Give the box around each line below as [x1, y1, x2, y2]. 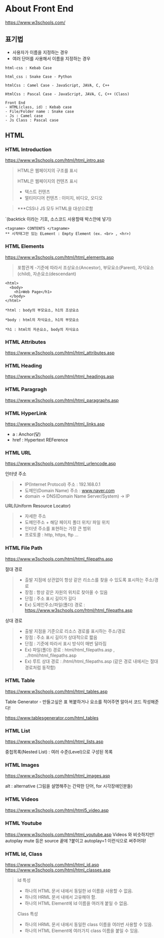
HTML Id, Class [5, 850, 43, 857]
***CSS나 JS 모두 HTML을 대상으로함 [17, 206, 93, 211]
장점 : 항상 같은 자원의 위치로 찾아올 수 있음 [24, 589, 108, 595]
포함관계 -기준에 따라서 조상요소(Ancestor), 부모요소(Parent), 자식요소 [17, 264, 155, 270]
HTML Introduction [5, 146, 52, 153]
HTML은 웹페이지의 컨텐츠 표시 [17, 178, 78, 184]
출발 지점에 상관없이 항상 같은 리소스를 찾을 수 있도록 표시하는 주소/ [24, 577, 155, 583]
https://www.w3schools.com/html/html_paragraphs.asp [5, 397, 119, 403]
